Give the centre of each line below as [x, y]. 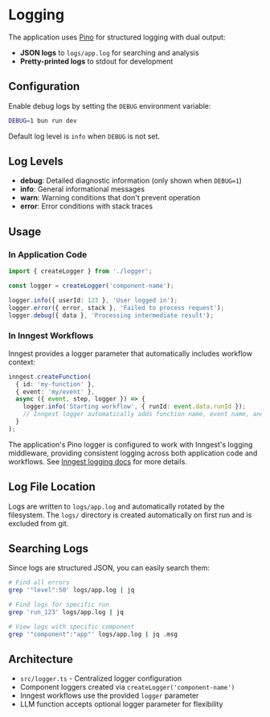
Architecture [41, 659]
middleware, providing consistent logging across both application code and [133, 453]
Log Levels [36, 161]
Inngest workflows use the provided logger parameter [109, 696]
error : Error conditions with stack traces [86, 206]
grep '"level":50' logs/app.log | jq [72, 590]
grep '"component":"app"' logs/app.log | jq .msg [93, 634]
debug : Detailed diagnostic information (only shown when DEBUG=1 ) [131, 181]
